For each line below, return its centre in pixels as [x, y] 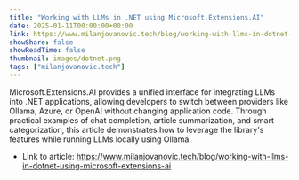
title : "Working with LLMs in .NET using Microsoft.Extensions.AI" [137, 17]
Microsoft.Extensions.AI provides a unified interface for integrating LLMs [142, 92]
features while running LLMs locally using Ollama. [100, 139]
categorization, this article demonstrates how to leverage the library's [137, 129]
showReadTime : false [48, 51]
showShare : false [41, 42]
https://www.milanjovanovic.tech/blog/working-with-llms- [182, 156]
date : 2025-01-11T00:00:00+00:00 [71, 26]
